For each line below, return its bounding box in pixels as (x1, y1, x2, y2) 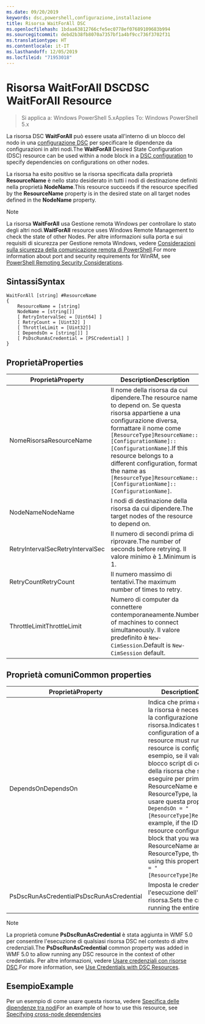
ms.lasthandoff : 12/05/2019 (6, 49, 78, 55)
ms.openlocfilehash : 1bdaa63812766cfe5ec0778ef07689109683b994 (6, 26, 171, 32)
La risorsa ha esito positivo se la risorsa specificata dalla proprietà (6, 170, 173, 177)
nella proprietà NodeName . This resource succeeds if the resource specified (6, 183, 198, 190)
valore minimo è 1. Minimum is (110, 553, 196, 561)
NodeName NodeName (9, 508, 75, 517)
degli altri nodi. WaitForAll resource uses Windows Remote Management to (6, 226, 194, 234)
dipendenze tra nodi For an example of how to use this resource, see (6, 1004, 178, 1011)
